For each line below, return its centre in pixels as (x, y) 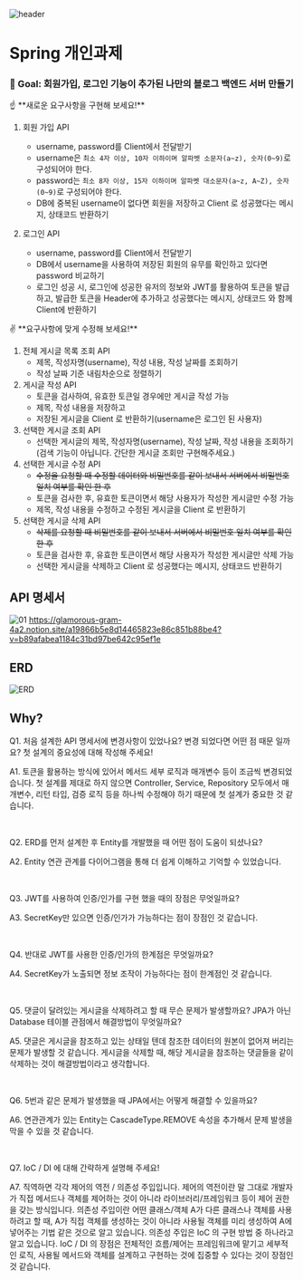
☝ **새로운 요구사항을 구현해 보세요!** (77, 105)
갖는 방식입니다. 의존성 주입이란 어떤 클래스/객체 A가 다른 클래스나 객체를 (147, 1209)
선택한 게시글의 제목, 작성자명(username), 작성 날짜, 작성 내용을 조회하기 (165, 442)
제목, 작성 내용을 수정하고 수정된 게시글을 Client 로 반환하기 (141, 510)
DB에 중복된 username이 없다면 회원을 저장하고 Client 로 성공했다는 (156, 203)
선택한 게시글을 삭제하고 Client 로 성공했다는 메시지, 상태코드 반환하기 (159, 566)
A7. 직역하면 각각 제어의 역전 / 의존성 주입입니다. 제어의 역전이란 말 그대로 (139, 1187)
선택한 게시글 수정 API (62, 464)
